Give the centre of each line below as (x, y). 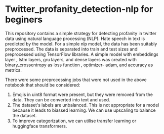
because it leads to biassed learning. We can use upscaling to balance (84, 110)
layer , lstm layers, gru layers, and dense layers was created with (71, 59)
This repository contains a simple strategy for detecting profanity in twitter (81, 33)
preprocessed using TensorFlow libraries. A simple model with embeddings (82, 54)
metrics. (14, 70)
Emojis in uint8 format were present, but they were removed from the (82, 94)
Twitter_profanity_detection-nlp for (79, 9)
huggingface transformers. (40, 126)
